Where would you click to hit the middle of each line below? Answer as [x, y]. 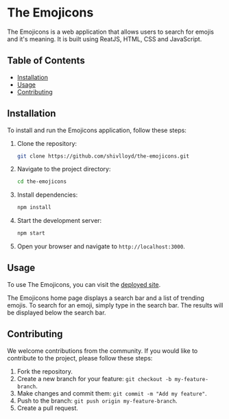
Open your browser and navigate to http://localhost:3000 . [101, 246]
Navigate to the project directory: [64, 169]
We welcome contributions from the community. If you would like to [103, 351]
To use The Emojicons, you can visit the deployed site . [84, 284]
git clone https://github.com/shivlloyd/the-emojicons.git [103, 156]
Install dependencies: [47, 195]
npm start [31, 233]
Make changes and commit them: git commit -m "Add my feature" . [112, 393]
